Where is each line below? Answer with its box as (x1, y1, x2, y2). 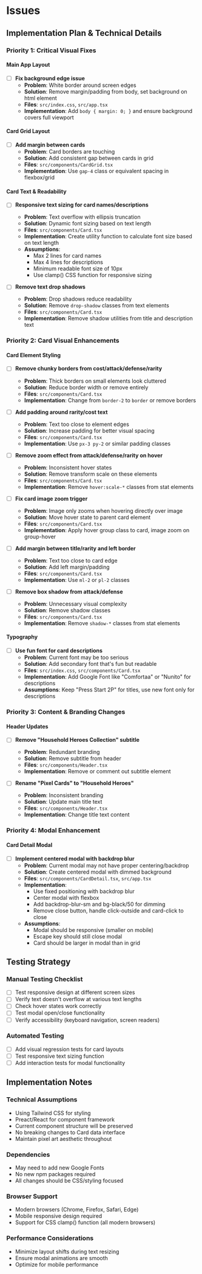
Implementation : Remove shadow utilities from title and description (24, 315, 193, 322)
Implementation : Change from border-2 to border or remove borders (24, 396, 196, 404)
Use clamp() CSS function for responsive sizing (33, 272, 152, 279)
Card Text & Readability (6, 188, 67, 195)
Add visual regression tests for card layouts (15, 1046, 124, 1053)
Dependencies (6, 1150, 50, 1159)
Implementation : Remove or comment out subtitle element (24, 768, 171, 775)
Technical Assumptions (6, 1095, 78, 1104)
